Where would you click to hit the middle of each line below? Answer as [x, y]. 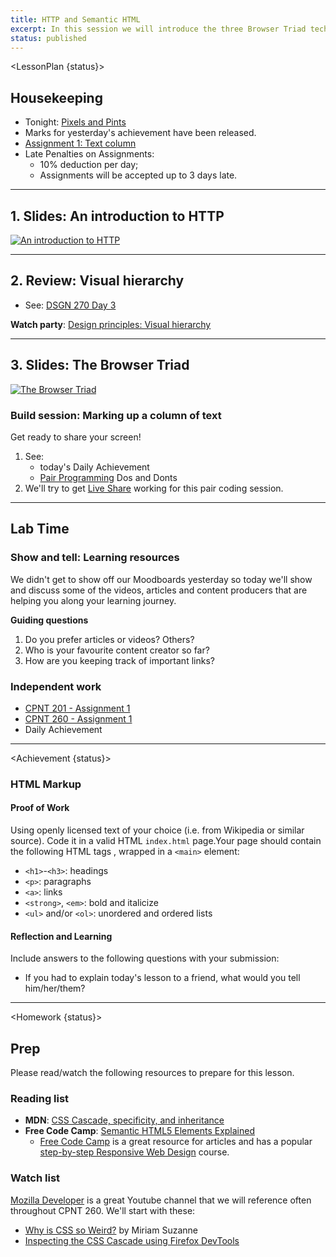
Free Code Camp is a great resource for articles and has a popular [176, 1142]
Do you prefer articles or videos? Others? [109, 639]
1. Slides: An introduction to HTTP [117, 216]
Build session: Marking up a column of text [116, 415]
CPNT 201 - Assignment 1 [77, 708]
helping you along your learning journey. [93, 600]
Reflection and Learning [61, 936]
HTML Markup [46, 784]
